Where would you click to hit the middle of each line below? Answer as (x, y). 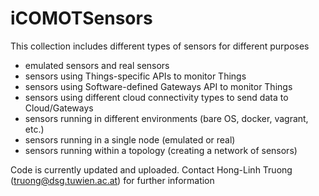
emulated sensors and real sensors (97, 65)
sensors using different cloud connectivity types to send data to (156, 97)
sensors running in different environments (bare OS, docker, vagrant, (166, 118)
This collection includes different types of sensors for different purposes (160, 46)
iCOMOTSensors (81, 18)
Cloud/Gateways (59, 108)
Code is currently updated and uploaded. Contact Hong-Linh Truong (151, 169)
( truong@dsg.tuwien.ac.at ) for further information (112, 180)
